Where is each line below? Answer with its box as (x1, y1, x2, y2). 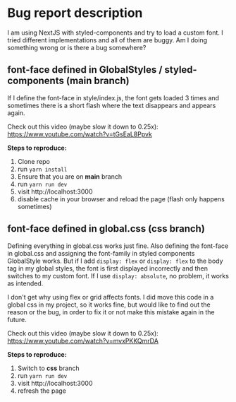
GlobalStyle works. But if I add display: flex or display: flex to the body (7, 256, 223, 265)
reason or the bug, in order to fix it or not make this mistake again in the (7, 307, 215, 316)
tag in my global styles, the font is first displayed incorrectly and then (7, 264, 208, 273)
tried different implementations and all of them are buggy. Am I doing (7, 35, 208, 44)
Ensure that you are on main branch (17, 172, 122, 181)
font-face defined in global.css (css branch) (7, 223, 206, 235)
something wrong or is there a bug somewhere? (7, 43, 147, 52)
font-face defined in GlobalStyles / (7, 64, 163, 76)
